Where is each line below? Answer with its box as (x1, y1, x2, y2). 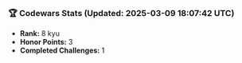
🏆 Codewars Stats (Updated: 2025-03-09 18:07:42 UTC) (8, 7, 235, 18)
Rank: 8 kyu (19, 29, 60, 38)
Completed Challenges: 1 (19, 45, 105, 55)
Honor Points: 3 (19, 37, 73, 47)
